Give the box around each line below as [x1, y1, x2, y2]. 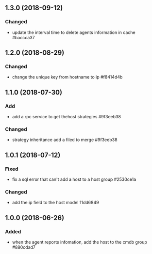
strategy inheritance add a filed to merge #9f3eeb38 [12, 137, 118, 143]
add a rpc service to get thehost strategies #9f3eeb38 [12, 114, 121, 120]
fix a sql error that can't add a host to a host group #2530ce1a [12, 176, 136, 182]
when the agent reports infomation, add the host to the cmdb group [12, 239, 147, 245]
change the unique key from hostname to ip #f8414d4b [12, 74, 123, 80]
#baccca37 [12, 34, 35, 40]
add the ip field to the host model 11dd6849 [12, 200, 99, 206]
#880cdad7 [12, 244, 35, 250]
